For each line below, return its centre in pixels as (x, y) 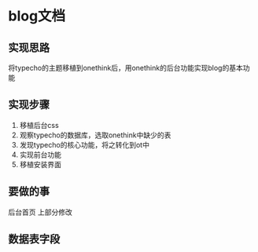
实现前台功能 (40, 155)
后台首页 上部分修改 (40, 212)
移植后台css (39, 125)
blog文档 (37, 16)
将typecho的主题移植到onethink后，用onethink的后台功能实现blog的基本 (126, 68)
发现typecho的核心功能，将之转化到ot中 (84, 144)
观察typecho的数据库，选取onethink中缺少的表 (95, 135)
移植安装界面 (40, 164)
